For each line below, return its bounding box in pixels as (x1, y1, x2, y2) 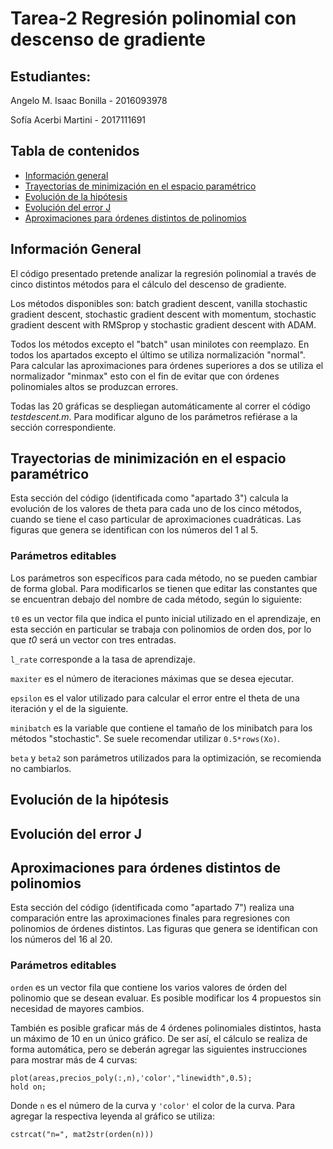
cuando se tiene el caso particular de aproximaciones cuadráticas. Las (10, 513, 302, 526)
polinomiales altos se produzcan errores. (10, 380, 179, 392)
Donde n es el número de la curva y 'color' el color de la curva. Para (10, 1099, 296, 1111)
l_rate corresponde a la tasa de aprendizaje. (10, 653, 196, 665)
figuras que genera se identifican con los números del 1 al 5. (10, 524, 259, 536)
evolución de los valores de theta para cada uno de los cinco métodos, (10, 503, 302, 515)
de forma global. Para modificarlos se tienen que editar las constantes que (10, 582, 318, 594)
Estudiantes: (10, 68, 92, 85)
